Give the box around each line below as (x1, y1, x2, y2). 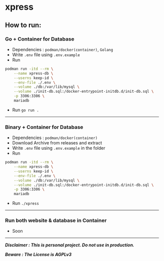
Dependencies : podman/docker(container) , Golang (12, 46, 113, 52)
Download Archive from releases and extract (12, 140, 102, 146)
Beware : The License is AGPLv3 (5, 252, 72, 258)
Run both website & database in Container (5, 217, 107, 224)
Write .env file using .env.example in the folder (12, 145, 105, 151)
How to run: (5, 21, 41, 29)
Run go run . (12, 107, 39, 113)
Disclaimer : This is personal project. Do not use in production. (5, 242, 135, 248)
